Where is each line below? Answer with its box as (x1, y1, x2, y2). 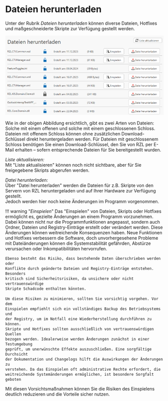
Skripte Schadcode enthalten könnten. (5, 286, 87, 292)
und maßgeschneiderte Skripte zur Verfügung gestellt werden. (5, 25, 135, 31)
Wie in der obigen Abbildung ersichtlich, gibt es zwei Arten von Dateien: (5, 120, 154, 126)
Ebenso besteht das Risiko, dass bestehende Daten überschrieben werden (5, 256, 161, 261)
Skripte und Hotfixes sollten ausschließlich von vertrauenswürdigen (5, 326, 154, 332)
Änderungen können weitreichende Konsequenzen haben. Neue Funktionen (5, 230, 162, 236)
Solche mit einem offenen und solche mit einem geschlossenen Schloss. (5, 125, 155, 131)
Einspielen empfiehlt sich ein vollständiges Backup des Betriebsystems (5, 306, 161, 312)
